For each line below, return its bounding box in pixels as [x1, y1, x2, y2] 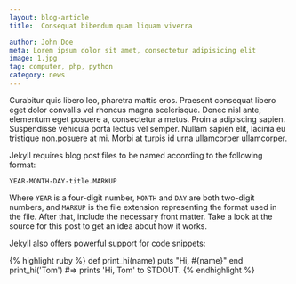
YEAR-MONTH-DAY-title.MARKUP [9, 176, 117, 185]
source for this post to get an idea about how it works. [9, 220, 207, 231]
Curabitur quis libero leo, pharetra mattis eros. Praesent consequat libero [9, 94, 276, 105]
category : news [9, 70, 66, 80]
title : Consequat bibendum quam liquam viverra [9, 21, 193, 30]
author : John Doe [9, 37, 74, 46]
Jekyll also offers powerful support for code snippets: [9, 238, 206, 248]
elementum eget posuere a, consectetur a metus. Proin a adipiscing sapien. [9, 113, 286, 125]
